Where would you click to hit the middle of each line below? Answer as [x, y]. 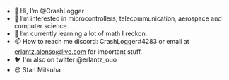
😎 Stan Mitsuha [37, 70]
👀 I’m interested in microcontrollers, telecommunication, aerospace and [118, 18]
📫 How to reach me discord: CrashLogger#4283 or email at [101, 41]
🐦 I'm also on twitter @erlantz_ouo [65, 59]
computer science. [41, 26]
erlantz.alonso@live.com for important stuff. [78, 52]
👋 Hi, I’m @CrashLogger [49, 11]
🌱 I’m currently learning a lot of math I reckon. [81, 33]
